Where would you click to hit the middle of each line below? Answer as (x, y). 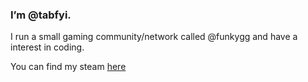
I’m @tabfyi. (41, 15)
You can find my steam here (68, 67)
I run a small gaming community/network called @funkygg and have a (154, 37)
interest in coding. (47, 47)
